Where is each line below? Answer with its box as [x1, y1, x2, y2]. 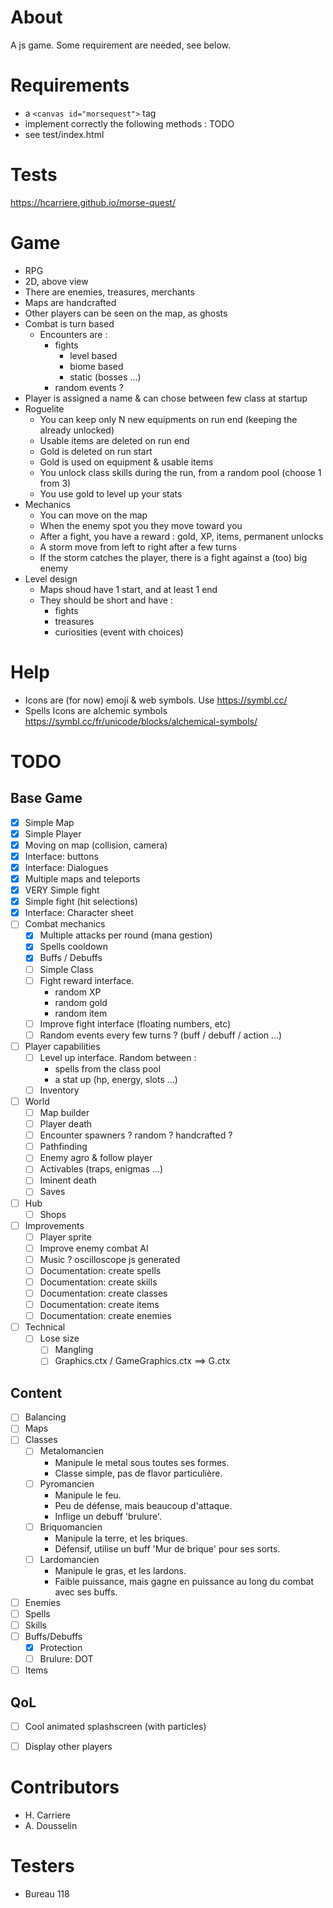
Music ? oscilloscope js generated [39, 1253, 181, 1265]
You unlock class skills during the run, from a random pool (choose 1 [39, 466, 322, 478]
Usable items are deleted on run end [39, 434, 190, 446]
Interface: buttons [24, 850, 99, 862]
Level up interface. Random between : [39, 1051, 197, 1063]
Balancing [24, 1411, 67, 1423]
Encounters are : [39, 328, 108, 340]
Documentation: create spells [39, 1264, 162, 1276]
